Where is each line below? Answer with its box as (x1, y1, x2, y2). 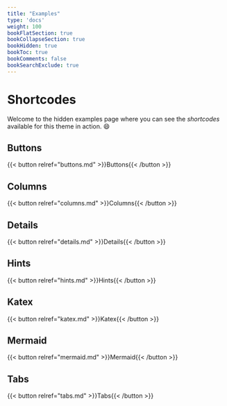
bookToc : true (7, 49, 49, 56)
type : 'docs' (7, 17, 45, 24)
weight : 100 (7, 23, 42, 30)
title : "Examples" (7, 10, 60, 17)
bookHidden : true (7, 42, 58, 49)
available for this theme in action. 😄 (7, 122, 110, 130)
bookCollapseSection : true (7, 36, 85, 43)
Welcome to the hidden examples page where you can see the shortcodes (7, 115, 220, 123)
